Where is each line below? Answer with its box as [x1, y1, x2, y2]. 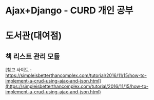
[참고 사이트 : [5, 67, 32, 73]
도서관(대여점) [5, 30, 62, 42]
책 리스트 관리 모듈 [5, 52, 60, 61]
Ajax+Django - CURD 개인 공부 [5, 5, 133, 16]
